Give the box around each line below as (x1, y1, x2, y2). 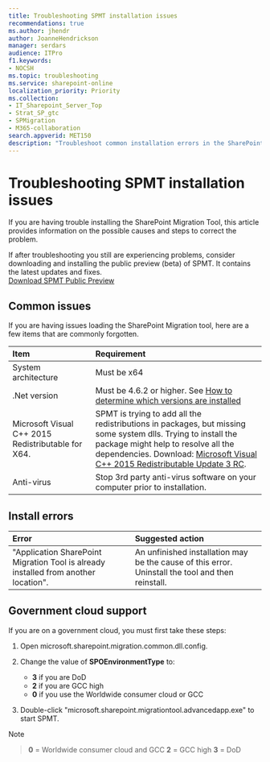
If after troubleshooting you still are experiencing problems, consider (8, 251, 235, 260)
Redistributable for (12, 438, 83, 449)
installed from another (12, 567, 96, 578)
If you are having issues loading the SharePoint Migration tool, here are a (8, 321, 249, 330)
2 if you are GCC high (31, 681, 104, 690)
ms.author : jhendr (8, 27, 70, 35)
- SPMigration (8, 117, 56, 125)
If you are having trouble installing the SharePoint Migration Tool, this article (8, 217, 260, 227)
